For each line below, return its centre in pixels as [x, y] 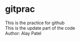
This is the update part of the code [40, 28]
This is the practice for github [35, 23]
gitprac [20, 9]
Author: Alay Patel [23, 33]
